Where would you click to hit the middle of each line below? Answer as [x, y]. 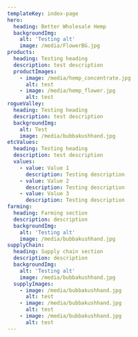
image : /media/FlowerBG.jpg [60, 46]
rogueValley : [26, 104]
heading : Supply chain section [58, 252]
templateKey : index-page [43, 13]
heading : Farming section [51, 213]
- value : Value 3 [45, 194]
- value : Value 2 [45, 181]
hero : [15, 20]
